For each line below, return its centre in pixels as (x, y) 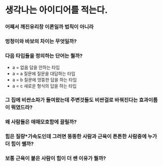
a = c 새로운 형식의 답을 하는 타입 (44, 86)
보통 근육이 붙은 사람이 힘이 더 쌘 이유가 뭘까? (56, 159)
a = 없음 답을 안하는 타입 (36, 68)
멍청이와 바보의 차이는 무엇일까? (41, 41)
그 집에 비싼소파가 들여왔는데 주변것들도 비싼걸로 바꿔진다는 (72, 100)
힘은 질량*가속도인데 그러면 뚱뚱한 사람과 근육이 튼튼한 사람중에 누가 (81, 136)
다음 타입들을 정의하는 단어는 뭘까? (44, 56)
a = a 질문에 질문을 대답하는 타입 (44, 74)
